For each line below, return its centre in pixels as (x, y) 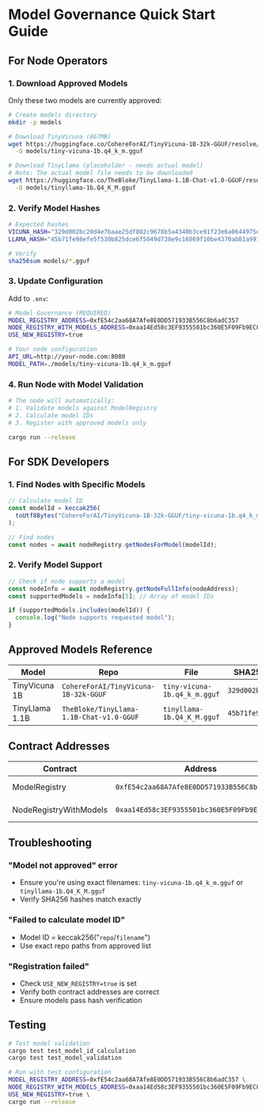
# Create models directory (53, 115)
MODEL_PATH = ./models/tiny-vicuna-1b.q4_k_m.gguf (90, 364)
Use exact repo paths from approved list (85, 945)
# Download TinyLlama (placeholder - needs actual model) (106, 166)
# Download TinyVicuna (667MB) (60, 136)
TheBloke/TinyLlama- (101, 709)
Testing (27, 1025)
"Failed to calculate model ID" (67, 920)
